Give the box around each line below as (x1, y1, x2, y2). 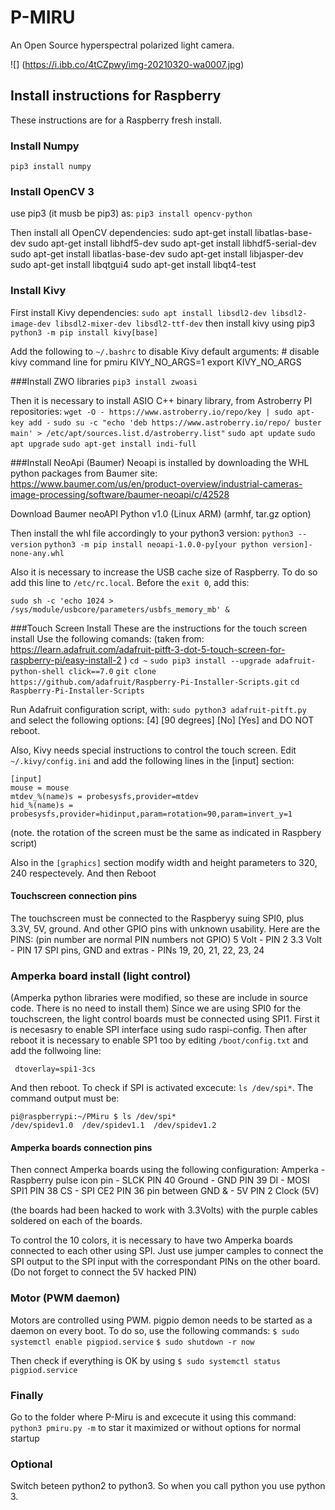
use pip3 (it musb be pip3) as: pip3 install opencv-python (10, 207, 253, 220)
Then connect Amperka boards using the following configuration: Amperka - (10, 1164, 326, 1176)
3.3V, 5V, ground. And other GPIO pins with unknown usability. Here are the (10, 922, 321, 935)
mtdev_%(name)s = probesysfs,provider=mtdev (10, 791, 199, 801)
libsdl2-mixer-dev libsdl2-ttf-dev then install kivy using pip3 (54, 317, 316, 329)
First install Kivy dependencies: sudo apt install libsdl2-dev (10, 306, 267, 318)
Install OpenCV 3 (10, 184, 95, 198)
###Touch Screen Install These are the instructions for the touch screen (10, 622, 308, 634)
